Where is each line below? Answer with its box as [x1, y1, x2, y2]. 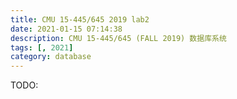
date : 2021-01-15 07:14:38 [10, 24, 123, 34]
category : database [10, 52, 92, 62]
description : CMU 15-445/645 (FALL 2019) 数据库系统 [10, 33, 227, 43]
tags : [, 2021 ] [10, 42, 74, 53]
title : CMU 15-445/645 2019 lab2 [10, 14, 150, 25]
